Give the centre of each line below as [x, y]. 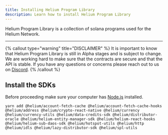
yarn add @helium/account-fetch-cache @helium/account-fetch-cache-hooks [84, 106]
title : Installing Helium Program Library [50, 10]
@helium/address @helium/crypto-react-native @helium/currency [72, 111]
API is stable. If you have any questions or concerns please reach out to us [82, 64]
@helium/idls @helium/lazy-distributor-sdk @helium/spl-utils [71, 128]
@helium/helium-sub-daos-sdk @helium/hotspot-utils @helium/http [74, 124]
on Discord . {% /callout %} [33, 69]
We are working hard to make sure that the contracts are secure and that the [84, 59]
